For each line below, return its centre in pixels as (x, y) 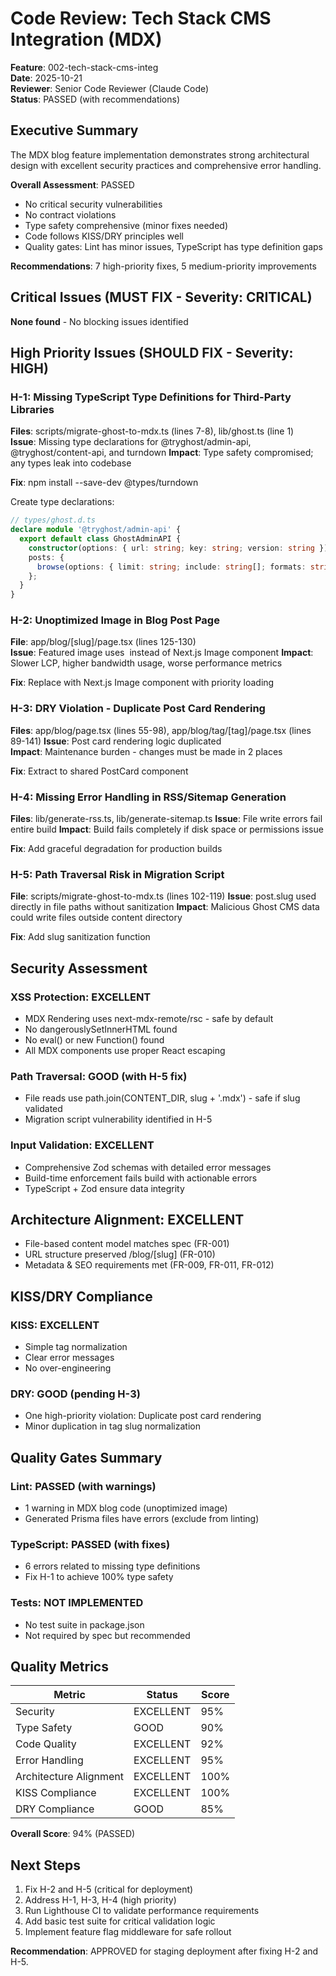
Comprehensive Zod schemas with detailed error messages (148, 1167)
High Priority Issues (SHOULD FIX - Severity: (152, 352)
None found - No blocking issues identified (99, 321)
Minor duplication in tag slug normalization (112, 1426)
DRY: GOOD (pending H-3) (75, 1394)
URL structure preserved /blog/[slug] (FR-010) (120, 1254)
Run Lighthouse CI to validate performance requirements (142, 1911)
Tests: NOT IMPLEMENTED (77, 1603)
